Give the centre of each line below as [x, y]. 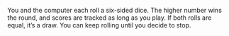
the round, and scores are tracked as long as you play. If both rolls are [110, 18]
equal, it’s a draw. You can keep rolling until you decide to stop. [99, 25]
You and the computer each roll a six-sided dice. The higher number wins [114, 10]
